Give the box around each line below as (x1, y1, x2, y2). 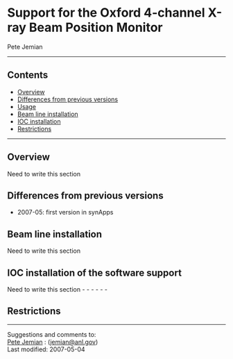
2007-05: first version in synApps (17, 208, 114, 217)
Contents (7, 69, 49, 81)
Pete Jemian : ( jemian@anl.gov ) (7, 337, 98, 346)
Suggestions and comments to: (7, 330, 96, 338)
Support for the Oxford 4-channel (7, 5, 206, 21)
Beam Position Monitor (28, 19, 163, 35)
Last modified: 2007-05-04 (7, 345, 85, 353)
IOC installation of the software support (7, 267, 182, 278)
